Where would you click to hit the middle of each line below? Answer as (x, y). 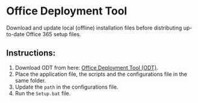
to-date (16, 34)
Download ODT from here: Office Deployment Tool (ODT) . (86, 67)
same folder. (30, 80)
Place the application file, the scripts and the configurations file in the (101, 74)
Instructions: (31, 53)
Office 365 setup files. (54, 34)
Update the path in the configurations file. (67, 87)
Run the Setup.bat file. (43, 93)
